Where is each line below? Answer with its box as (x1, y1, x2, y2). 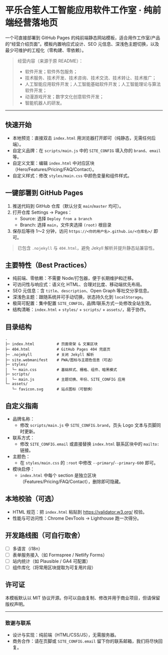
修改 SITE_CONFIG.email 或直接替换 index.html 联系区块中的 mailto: (19, 441, 159, 447)
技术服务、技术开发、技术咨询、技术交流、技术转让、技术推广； (24, 75, 156, 81)
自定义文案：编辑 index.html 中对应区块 (12, 160, 95, 166)
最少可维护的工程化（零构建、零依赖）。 (5, 47, 86, 53)
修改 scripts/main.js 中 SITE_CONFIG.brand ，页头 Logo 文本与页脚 (19, 422, 156, 428)
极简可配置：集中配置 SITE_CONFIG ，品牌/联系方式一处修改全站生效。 (12, 300, 154, 306)
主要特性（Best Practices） (5, 261, 91, 269)
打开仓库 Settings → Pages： (12, 209, 72, 215)
